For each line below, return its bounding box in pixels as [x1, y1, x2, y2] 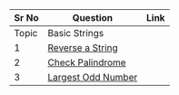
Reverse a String [47, 42, 118, 53]
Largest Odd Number [47, 71, 138, 83]
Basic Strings [47, 27, 104, 39]
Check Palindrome [47, 56, 126, 69]
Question [72, 12, 114, 24]
